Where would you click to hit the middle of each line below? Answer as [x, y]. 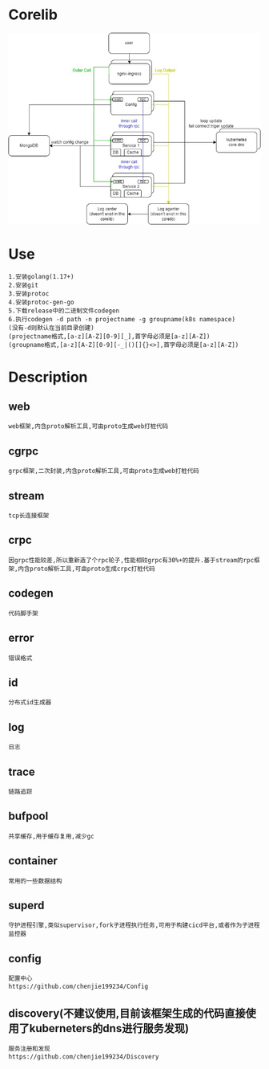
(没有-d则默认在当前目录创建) [51, 328]
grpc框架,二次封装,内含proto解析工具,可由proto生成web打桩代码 [104, 471]
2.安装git [23, 286]
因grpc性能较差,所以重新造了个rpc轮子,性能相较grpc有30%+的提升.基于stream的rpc [131, 560]
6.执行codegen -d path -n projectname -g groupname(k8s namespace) [122, 320]
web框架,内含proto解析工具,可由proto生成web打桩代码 [88, 426]
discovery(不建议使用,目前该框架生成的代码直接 [127, 1013]
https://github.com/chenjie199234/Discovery [84, 1057]
